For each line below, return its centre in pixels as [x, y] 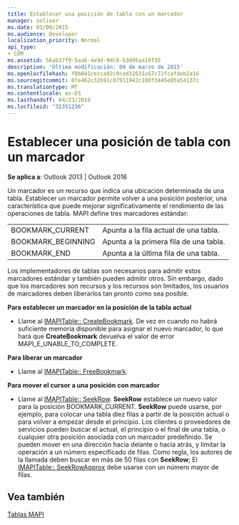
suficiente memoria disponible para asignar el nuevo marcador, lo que [120, 328]
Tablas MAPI [26, 514]
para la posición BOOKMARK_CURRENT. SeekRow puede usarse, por [120, 406]
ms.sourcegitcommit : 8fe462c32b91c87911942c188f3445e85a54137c [103, 80]
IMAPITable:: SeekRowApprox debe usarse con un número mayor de [118, 467]
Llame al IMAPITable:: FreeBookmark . [73, 371]
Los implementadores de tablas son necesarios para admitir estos [104, 271]
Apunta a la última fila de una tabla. [161, 253]
